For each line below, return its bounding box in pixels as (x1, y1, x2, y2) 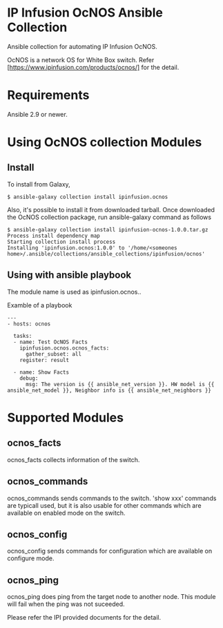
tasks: (13, 332, 32, 339)
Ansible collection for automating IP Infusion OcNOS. (7, 42, 157, 50)
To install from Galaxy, (7, 180, 70, 188)
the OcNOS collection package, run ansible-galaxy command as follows (7, 213, 212, 221)
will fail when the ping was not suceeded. (7, 600, 126, 609)
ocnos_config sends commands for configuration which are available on (7, 547, 213, 555)
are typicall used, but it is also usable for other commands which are (7, 501, 202, 509)
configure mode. (7, 554, 55, 562)
